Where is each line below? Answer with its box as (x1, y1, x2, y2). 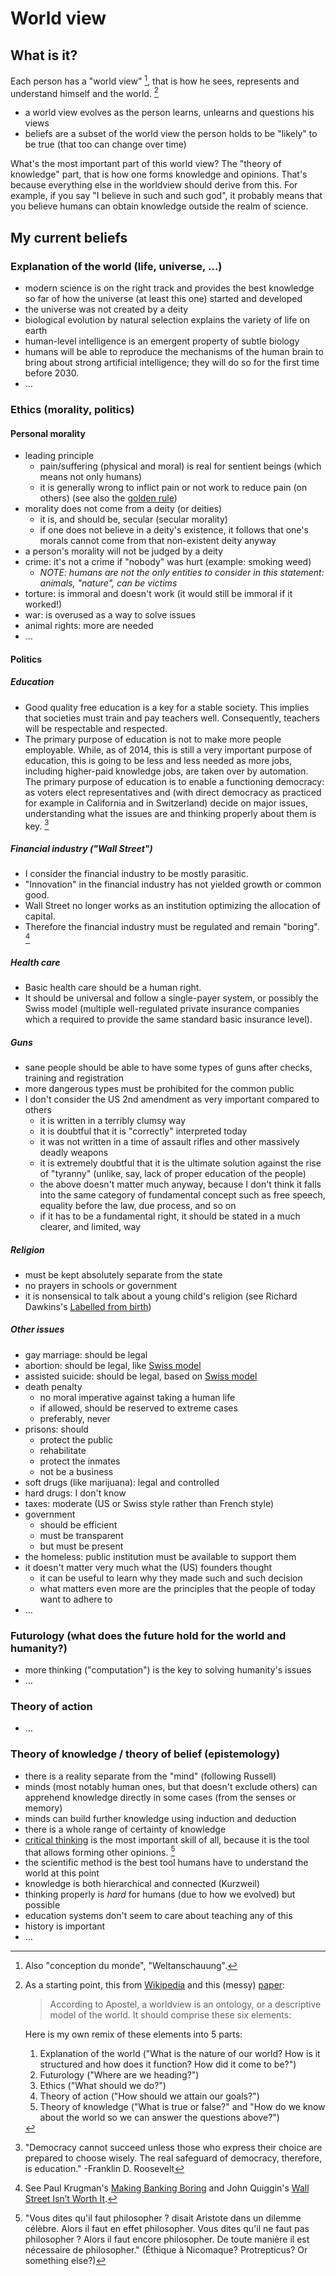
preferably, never (39, 1412, 111, 1424)
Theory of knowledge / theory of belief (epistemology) (10, 1747, 281, 1761)
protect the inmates (39, 1455, 121, 1467)
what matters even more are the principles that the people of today (39, 1582, 316, 1594)
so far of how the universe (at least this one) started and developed (24, 293, 303, 304)
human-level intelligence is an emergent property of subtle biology (24, 335, 300, 347)
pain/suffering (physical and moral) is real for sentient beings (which (39, 460, 322, 472)
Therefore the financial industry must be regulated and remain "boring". (24, 921, 320, 933)
